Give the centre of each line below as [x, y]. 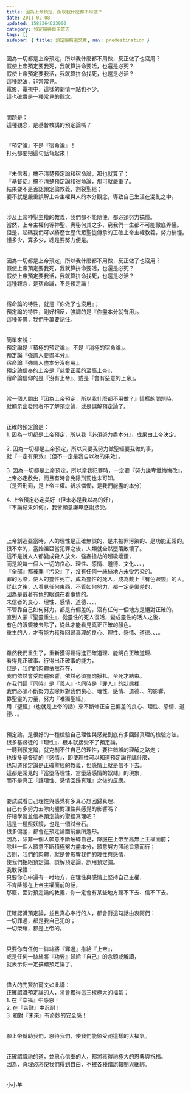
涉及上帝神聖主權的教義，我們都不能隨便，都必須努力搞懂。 [81, 217]
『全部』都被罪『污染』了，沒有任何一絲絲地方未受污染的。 [81, 571]
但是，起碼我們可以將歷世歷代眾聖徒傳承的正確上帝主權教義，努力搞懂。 [97, 232]
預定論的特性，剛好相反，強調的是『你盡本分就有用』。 [74, 311]
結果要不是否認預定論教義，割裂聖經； [54, 189]
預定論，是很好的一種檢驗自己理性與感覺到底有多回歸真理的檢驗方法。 [94, 735]
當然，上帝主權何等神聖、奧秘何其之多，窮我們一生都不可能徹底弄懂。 [94, 225]
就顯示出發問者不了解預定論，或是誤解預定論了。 [68, 406]
